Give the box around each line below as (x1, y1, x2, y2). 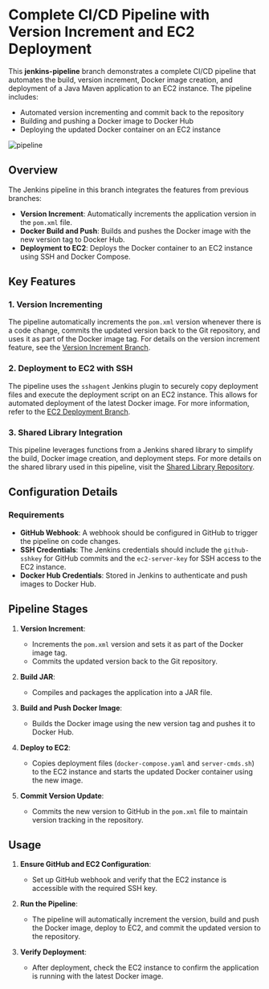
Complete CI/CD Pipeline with (8, 6, 210, 24)
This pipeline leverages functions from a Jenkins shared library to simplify (8, 445, 253, 455)
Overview (8, 163, 59, 178)
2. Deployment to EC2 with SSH (8, 363, 133, 374)
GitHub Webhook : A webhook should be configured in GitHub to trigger (19, 528, 259, 537)
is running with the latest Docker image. (31, 971, 164, 981)
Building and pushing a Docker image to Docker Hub (19, 116, 194, 125)
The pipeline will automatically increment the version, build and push (31, 914, 259, 925)
